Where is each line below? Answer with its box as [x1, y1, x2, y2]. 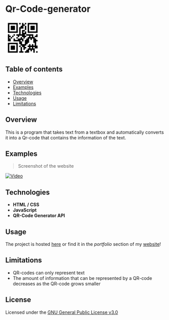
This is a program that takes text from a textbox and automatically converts [5, 129, 164, 135]
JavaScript [12, 207, 37, 214]
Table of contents [5, 65, 63, 74]
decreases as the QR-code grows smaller [12, 280, 101, 287]
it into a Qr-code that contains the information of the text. [5, 134, 126, 140]
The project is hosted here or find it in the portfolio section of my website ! [5, 241, 161, 247]
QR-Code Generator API [12, 212, 65, 219]
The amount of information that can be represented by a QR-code [12, 275, 153, 281]
